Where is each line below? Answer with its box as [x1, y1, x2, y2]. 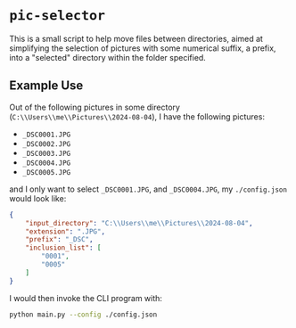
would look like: [9, 193, 67, 203]
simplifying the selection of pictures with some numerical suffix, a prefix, [9, 43, 276, 53]
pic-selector [9, 7, 105, 24]
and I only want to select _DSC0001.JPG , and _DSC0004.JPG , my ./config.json [9, 184, 288, 194]
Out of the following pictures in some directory [9, 102, 181, 112]
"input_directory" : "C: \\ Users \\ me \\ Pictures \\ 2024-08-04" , [25, 218, 253, 227]
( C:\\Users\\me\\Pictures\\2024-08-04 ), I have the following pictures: [9, 111, 266, 122]
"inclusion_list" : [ [25, 243, 102, 252]
